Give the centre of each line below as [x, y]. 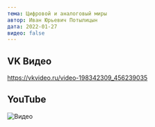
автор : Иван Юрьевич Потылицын [52, 20]
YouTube [27, 100]
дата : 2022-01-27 [32, 26]
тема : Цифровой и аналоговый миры [57, 14]
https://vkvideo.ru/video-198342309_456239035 [77, 78]
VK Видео [30, 61]
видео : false [26, 33]
